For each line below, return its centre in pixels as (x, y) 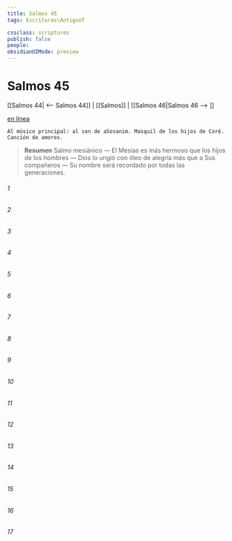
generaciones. (45, 172)
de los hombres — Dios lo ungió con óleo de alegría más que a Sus (120, 157)
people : (18, 46)
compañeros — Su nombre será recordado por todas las (104, 165)
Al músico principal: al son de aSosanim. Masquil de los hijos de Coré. (116, 131)
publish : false (29, 39)
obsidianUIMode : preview (43, 52)
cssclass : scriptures (38, 33)
